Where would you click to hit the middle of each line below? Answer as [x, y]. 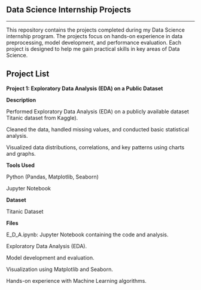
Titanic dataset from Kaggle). [42, 118]
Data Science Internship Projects [69, 10]
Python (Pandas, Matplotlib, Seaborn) [52, 177]
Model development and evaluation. [50, 257]
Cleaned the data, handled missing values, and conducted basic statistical [98, 129]
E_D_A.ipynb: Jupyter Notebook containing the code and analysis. [87, 235]
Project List [28, 74]
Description [21, 100]
